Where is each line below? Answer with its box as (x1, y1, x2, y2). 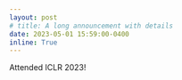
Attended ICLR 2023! (9, 62, 87, 73)
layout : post (9, 12, 58, 22)
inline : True (9, 37, 58, 47)
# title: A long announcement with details (9, 21, 174, 30)
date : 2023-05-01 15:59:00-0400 (9, 29, 129, 38)
